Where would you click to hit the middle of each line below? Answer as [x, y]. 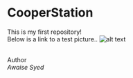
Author [17, 59]
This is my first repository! [44, 32]
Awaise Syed [26, 67]
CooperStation [50, 13]
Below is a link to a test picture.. [53, 39]
